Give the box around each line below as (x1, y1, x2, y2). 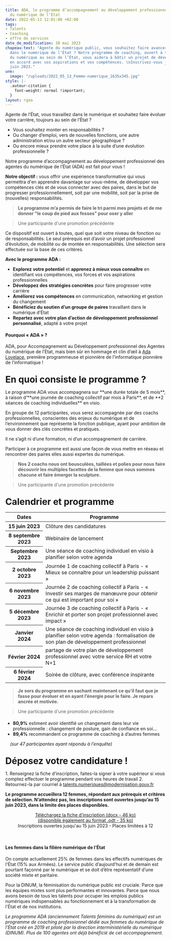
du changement (12, 299, 46, 305)
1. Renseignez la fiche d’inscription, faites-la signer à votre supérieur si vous (5, 770, 165, 777)
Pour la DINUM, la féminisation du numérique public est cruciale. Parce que (5, 882, 163, 888)
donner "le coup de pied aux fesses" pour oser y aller (17, 210, 133, 217)
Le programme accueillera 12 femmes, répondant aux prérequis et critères (5, 791, 165, 797)
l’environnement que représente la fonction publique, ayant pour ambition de (5, 421, 166, 427)
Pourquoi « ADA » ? (5, 332, 47, 338)
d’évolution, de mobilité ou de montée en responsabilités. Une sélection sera (5, 241, 165, 247)
